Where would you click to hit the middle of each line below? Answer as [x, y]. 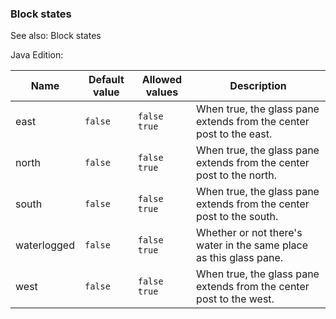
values [162, 92]
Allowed [161, 80]
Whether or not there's [249, 233]
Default [106, 80]
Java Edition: [37, 55]
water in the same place [252, 245]
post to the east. [234, 134]
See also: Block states [56, 36]
